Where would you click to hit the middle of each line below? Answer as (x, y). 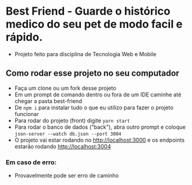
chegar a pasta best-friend (48, 101)
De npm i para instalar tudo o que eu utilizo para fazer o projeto (94, 107)
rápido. (24, 37)
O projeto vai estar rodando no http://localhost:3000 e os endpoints (100, 140)
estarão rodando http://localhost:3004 (62, 146)
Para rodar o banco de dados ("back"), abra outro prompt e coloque (100, 127)
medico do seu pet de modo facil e (94, 24)
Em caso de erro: (31, 162)
